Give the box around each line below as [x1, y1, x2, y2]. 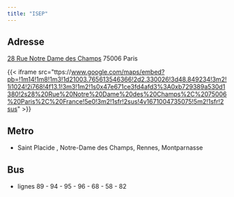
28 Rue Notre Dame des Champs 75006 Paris [7, 54, 138, 63]
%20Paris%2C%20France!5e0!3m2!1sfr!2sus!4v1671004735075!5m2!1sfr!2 [7, 97, 224, 106]
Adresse [7, 36, 45, 48]
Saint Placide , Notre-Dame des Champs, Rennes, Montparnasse [17, 143, 203, 152]
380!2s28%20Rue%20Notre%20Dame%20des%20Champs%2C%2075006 [7, 90, 227, 98]
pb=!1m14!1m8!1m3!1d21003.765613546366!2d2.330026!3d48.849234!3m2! [7, 75, 227, 84]
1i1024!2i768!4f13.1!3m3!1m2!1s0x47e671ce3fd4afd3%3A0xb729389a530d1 [7, 83, 226, 91]
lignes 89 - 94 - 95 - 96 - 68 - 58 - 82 [17, 182, 127, 191]
